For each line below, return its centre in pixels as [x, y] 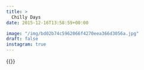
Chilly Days [26, 17]
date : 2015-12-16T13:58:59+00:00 [47, 23]
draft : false [22, 39]
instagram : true [26, 44]
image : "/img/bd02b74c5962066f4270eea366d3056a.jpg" [73, 33]
